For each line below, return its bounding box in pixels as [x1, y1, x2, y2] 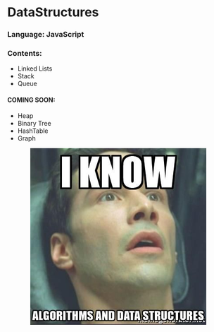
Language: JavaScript [7, 30, 84, 40]
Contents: [7, 49, 42, 59]
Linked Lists [17, 64, 53, 73]
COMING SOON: [7, 96, 56, 104]
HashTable [17, 126, 49, 135]
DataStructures [7, 4, 99, 20]
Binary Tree [17, 119, 51, 127]
